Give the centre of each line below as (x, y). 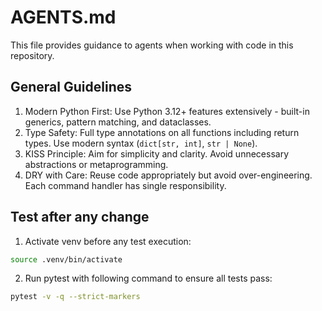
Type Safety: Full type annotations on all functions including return (162, 132)
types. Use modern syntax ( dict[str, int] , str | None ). (141, 143)
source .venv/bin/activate (66, 259)
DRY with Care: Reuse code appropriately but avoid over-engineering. (168, 175)
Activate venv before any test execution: (108, 241)
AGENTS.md (63, 17)
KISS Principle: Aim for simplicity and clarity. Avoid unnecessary (157, 153)
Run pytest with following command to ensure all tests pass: (148, 278)
